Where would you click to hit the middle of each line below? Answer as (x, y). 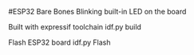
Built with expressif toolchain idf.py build (75, 27)
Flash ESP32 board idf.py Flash (59, 42)
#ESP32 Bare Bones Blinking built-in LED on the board (97, 12)
